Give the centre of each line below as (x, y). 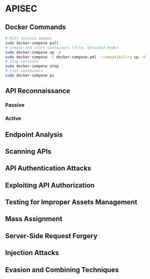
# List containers (24, 71)
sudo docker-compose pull (32, 43)
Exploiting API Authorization (50, 185)
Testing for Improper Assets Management (71, 202)
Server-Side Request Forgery (51, 236)
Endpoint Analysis (34, 135)
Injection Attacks (32, 253)
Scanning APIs (28, 151)
